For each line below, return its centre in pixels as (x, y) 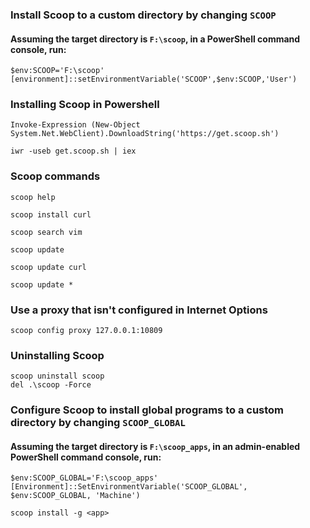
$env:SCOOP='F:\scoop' (57, 71)
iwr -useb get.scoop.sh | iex (73, 151)
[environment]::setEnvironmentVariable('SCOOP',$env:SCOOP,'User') (154, 79)
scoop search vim (46, 232)
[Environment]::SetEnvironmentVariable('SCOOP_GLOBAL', (129, 487)
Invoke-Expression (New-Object (75, 125)
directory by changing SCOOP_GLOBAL (98, 423)
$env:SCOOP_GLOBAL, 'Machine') (75, 496)
